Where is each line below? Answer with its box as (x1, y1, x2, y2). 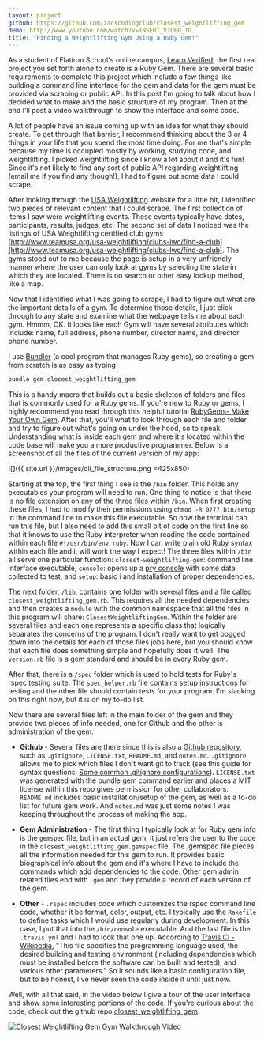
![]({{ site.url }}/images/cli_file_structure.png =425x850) (8, 464, 190, 474)
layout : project (8, 11, 61, 20)
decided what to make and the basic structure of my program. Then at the (8, 97, 248, 107)
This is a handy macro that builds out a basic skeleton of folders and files (8, 390, 246, 399)
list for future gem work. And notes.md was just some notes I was (19, 801, 231, 810)
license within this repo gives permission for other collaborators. (19, 784, 229, 794)
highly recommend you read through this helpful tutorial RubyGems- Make (8, 406, 250, 416)
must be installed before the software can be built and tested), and (19, 958, 236, 967)
